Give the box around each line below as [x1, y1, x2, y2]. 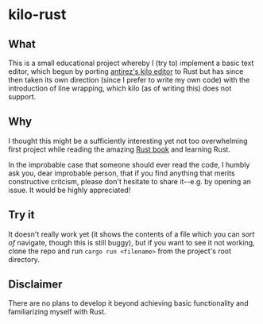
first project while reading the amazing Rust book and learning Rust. [8, 145, 230, 154]
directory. [8, 254, 40, 264]
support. [8, 92, 37, 101]
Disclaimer [8, 278, 63, 291]
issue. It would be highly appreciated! [8, 185, 131, 195]
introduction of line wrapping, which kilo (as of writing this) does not [8, 83, 232, 93]
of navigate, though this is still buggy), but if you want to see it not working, [8, 237, 256, 247]
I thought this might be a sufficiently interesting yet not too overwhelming [8, 136, 248, 145]
